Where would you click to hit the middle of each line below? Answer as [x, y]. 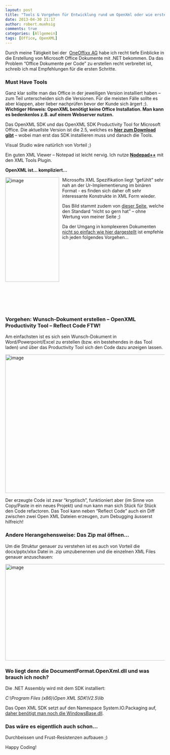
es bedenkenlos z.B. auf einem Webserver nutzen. [59, 115]
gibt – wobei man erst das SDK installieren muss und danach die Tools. [79, 135]
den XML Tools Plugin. [29, 160]
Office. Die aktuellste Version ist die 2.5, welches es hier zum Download [80, 130]
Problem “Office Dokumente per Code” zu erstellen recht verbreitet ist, [79, 63]
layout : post [19, 10]
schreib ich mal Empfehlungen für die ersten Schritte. [61, 68]
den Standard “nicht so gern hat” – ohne [104, 212]
